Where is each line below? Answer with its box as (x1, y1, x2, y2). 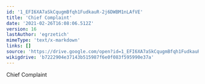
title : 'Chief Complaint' (6, 15, 72, 21)
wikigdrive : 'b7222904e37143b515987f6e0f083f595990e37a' (6, 54, 154, 60)
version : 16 (6, 26, 37, 32)
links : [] (6, 43, 32, 49)
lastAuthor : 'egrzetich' (6, 32, 70, 38)
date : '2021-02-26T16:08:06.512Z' (6, 20, 95, 26)
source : (6, 49, 26, 55)
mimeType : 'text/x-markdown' (6, 37, 81, 43)
